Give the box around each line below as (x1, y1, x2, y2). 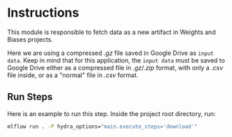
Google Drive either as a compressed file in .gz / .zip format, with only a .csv (7, 63, 224, 72)
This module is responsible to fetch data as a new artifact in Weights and (7, 28, 216, 36)
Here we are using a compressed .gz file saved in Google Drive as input (7, 49, 214, 57)
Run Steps (7, 91, 53, 103)
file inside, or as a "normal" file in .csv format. (7, 71, 139, 79)
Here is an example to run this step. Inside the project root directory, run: (7, 109, 216, 118)
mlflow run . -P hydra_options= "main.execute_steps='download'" (7, 123, 198, 130)
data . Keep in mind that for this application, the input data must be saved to (7, 56, 225, 64)
